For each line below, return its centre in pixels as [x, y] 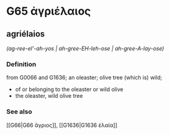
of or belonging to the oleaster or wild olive [69, 89]
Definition [21, 64]
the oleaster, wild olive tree [49, 96]
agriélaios [26, 34]
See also [19, 112]
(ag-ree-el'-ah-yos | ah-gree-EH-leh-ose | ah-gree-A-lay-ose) [85, 48]
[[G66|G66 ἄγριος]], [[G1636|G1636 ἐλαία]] [62, 125]
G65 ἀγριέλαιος [49, 11]
